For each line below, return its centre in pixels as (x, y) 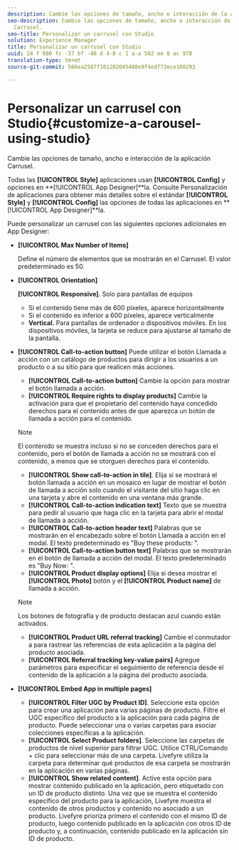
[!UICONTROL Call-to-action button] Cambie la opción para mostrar (129, 381)
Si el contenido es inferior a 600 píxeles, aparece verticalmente (121, 315)
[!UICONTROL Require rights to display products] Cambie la (118, 395)
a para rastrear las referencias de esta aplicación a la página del (122, 644)
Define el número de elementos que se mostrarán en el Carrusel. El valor (124, 259)
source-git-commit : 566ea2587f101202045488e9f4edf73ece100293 (101, 67)
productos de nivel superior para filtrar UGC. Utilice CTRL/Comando (128, 748)
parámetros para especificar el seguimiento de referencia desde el (126, 667)
